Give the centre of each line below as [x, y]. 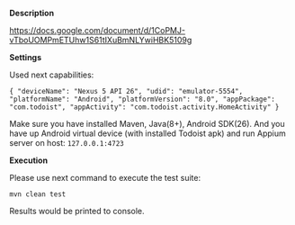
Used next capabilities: [52, 75]
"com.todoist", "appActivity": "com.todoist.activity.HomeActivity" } [144, 107]
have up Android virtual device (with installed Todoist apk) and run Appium [147, 133]
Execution [28, 160]
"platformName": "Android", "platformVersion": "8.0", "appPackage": [143, 99]
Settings [26, 57]
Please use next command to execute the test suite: [105, 178]
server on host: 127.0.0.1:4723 [67, 143]
